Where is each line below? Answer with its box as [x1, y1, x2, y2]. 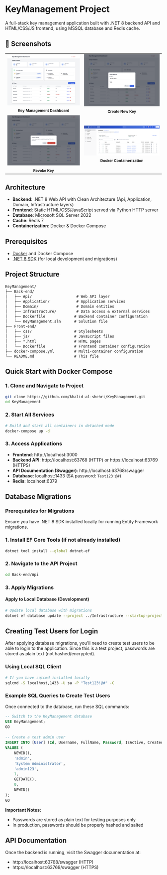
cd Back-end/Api [5, 572, 39, 577]
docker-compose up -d [5, 429, 50, 434]
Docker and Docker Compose [12, 251, 74, 257]
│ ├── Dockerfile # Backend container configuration [5, 314, 148, 319]
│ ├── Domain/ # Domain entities [5, 304, 114, 309]
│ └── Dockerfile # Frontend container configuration [5, 344, 150, 349]
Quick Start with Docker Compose [5, 367, 113, 376]
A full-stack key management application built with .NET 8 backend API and [5, 20, 160, 26]
